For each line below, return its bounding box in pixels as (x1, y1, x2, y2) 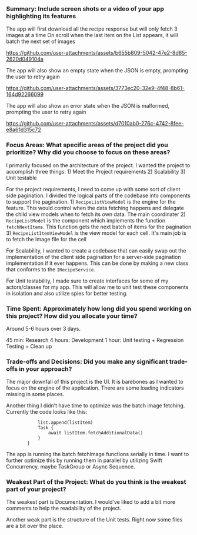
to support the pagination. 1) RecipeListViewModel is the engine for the (6, 198, 176, 205)
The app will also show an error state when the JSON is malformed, (6, 102, 170, 109)
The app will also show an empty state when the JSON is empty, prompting (6, 67, 188, 74)
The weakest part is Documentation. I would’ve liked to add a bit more (6, 499, 175, 506)
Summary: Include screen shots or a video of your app (6, 5, 165, 13)
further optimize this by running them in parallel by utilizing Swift (6, 457, 163, 464)
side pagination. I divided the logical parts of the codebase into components (6, 192, 191, 199)
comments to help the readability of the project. (6, 505, 122, 512)
